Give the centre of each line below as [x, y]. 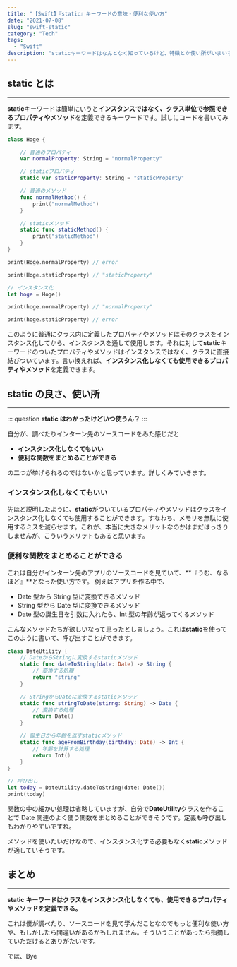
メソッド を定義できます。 [62, 370]
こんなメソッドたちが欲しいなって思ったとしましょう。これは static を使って [117, 629]
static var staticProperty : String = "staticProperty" [102, 178]
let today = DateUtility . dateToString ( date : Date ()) [86, 788]
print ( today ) [26, 795]
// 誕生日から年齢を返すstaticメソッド [71, 736]
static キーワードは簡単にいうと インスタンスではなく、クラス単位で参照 [111, 108]
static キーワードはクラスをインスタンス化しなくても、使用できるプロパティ [118, 899]
